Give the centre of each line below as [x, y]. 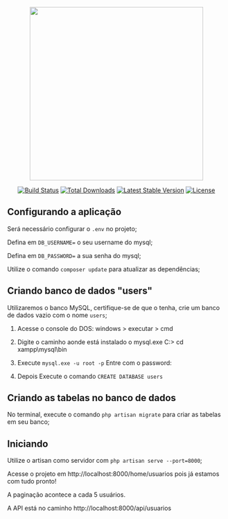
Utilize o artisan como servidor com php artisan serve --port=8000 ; [105, 461]
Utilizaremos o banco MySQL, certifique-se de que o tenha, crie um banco [114, 307]
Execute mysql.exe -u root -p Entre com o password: [94, 363]
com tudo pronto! [32, 482]
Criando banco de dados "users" [80, 291]
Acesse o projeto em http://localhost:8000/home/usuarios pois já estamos [113, 474]
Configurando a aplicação [64, 212]
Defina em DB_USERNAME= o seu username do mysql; [80, 242]
